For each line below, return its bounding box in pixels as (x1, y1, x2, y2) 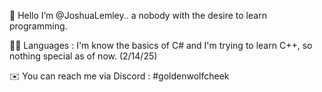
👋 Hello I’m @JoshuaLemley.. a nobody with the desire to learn (9, 10, 267, 21)
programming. (9, 20, 68, 32)
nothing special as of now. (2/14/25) (9, 50, 158, 62)
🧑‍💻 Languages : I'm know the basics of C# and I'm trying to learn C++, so (9, 40, 313, 51)
